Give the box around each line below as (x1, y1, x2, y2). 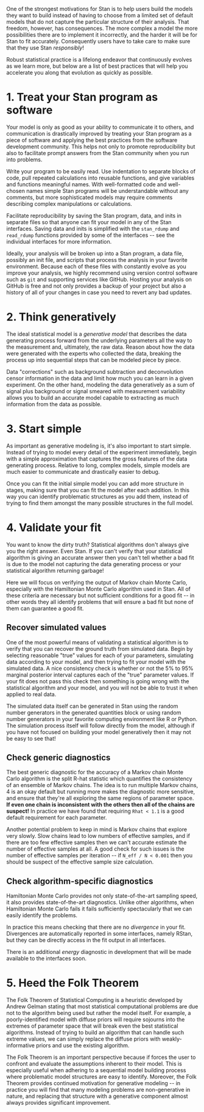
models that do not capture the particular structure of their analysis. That (6, 18, 189, 25)
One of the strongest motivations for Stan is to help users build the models (6, 5, 193, 12)
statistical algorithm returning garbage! (6, 567, 104, 574)
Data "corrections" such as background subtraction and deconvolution (6, 368, 184, 375)
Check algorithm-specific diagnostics (6, 876, 153, 886)
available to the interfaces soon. (6, 955, 87, 962)
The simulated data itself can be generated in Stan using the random (6, 702, 178, 710)
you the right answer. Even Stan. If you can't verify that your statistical (6, 547, 183, 554)
